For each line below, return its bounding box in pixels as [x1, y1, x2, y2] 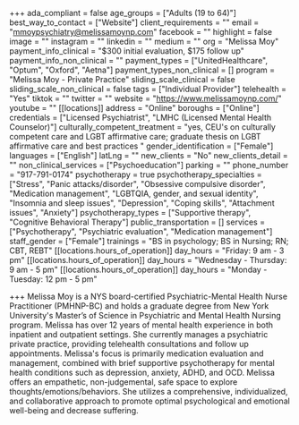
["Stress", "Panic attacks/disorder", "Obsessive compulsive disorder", [9, 179, 266, 189]
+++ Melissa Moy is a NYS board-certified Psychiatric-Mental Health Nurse [9, 291, 288, 302]
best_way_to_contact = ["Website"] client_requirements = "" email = [9, 17, 260, 28]
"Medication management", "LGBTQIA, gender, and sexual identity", [9, 188, 259, 199]
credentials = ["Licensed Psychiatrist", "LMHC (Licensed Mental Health [9, 112, 272, 123]
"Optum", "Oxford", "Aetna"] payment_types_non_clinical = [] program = [9, 64, 276, 75]
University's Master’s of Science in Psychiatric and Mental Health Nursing [9, 310, 282, 320]
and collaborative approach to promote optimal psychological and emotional [9, 395, 291, 406]
